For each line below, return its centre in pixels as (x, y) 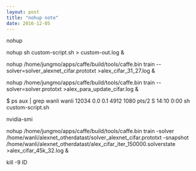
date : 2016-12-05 (28, 23)
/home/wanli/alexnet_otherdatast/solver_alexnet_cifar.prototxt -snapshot (98, 137)
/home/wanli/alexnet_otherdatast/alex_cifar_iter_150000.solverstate (91, 144)
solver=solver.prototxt (34, 89)
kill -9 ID (17, 162)
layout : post (23, 12)
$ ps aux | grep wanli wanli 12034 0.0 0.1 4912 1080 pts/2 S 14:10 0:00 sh (98, 101)
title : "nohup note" (33, 18)
